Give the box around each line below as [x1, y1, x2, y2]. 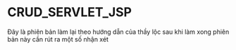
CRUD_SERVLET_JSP [7, 4, 132, 20]
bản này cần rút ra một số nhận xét [7, 35, 109, 43]
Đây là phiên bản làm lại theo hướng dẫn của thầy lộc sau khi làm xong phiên [7, 27, 230, 36]
